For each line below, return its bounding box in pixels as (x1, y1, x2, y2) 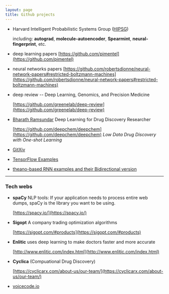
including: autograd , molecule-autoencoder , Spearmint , (12, 36, 132, 42)
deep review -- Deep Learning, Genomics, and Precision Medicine (12, 91, 150, 97)
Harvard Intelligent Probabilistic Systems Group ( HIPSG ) (12, 26, 129, 32)
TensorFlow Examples (12, 156, 59, 162)
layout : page (5, 7, 33, 13)
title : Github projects (5, 12, 55, 17)
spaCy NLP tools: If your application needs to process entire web (12, 194, 148, 201)
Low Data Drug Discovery (103, 131, 156, 137)
